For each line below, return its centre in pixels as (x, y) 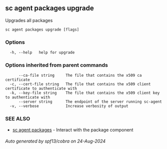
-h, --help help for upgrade (42, 53)
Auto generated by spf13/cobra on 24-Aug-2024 (55, 141)
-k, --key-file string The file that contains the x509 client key (85, 93)
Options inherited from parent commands (57, 65)
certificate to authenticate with (41, 89)
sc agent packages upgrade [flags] (42, 30)
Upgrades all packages (29, 20)
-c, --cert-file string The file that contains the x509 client (80, 84)
